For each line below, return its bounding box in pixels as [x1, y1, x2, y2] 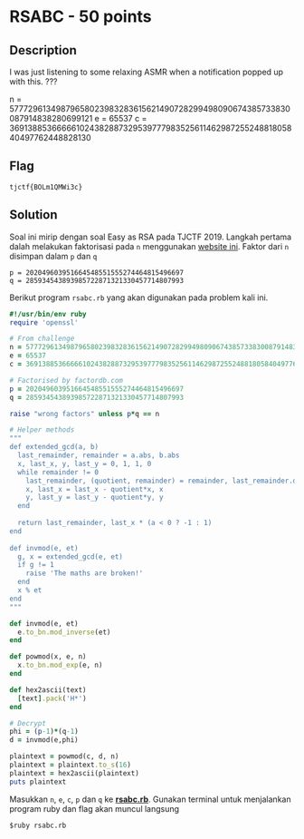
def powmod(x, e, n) [9, 652, 88, 661]
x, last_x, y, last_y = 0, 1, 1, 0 [17, 459, 152, 468]
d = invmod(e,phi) [9, 736, 79, 745]
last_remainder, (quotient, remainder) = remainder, [25, 476, 229, 485]
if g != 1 [17, 561, 54, 570]
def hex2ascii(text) [9, 685, 88, 695]
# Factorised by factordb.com [9, 376, 124, 385]
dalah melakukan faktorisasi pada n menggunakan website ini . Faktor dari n [9, 240, 290, 251]
